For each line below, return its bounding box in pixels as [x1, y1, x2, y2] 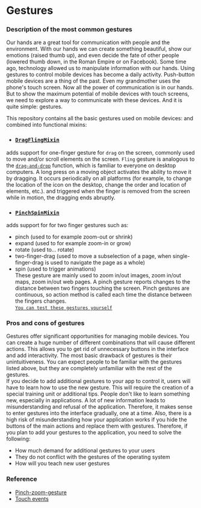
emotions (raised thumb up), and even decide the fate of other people [6, 52, 179, 59]
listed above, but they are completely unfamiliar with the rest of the [6, 365, 173, 372]
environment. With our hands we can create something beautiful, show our [6, 45, 192, 53]
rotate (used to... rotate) [14, 246, 75, 254]
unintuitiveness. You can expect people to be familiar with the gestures [6, 358, 182, 365]
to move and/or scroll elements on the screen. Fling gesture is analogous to [6, 155, 195, 162]
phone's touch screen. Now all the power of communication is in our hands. [6, 84, 194, 91]
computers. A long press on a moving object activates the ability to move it [6, 168, 191, 175]
